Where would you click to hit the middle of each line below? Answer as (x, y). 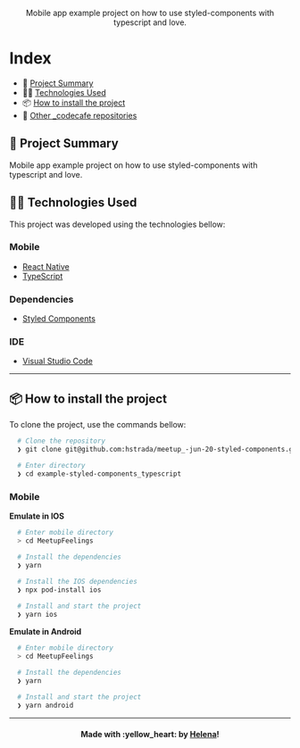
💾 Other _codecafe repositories (79, 115)
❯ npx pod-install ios (59, 590)
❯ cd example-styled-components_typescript (99, 474)
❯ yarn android (46, 706)
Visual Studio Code (58, 362)
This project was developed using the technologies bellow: (117, 224)
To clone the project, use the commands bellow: (98, 425)
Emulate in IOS (37, 516)
